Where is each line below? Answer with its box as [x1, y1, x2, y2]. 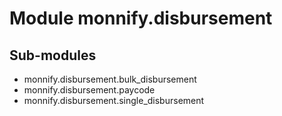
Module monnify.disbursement [9, 7, 273, 30]
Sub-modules [9, 47, 97, 64]
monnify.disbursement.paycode [23, 84, 156, 96]
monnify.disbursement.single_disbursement [23, 95, 205, 106]
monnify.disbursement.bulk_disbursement [23, 73, 197, 85]
